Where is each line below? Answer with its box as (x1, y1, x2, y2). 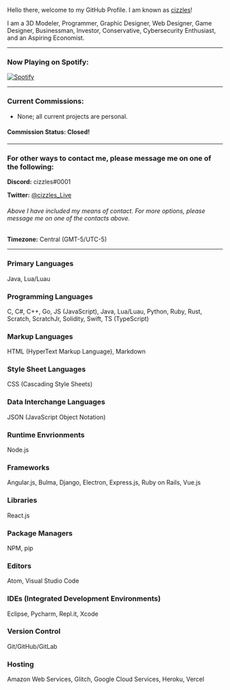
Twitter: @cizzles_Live (7, 191, 72, 199)
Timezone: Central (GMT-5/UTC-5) (7, 235, 107, 243)
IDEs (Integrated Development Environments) (7, 594, 161, 603)
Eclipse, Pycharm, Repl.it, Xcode (7, 610, 99, 618)
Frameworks (7, 463, 50, 472)
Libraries (7, 496, 38, 505)
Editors (7, 561, 32, 570)
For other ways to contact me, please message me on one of (7, 153, 212, 163)
